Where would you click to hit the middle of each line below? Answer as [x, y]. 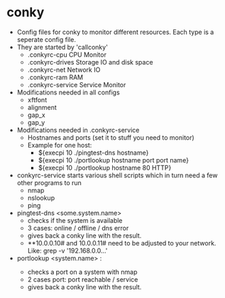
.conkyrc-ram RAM [55, 77]
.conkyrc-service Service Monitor [77, 84]
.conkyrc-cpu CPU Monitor [67, 55]
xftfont [37, 99]
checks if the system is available [75, 220]
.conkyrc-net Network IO [64, 70]
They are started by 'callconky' [62, 47]
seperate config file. [46, 39]
